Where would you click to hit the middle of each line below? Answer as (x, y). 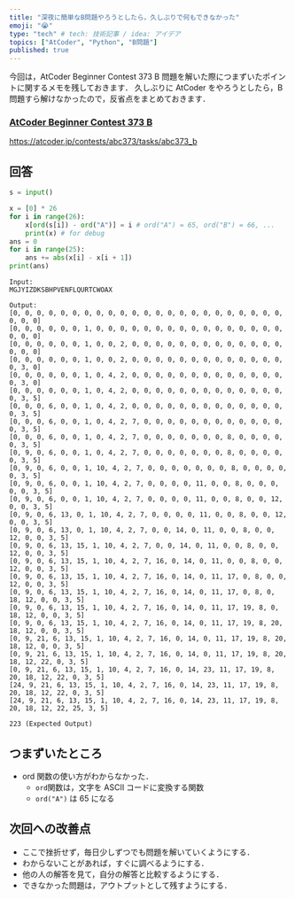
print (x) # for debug (65, 233)
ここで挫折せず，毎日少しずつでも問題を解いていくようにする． (138, 852)
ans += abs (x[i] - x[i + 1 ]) (79, 258)
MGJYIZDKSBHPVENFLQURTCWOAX (61, 290)
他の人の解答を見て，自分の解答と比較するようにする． (123, 874)
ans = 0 (23, 241)
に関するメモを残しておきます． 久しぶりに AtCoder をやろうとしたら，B (150, 88)
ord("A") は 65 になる (75, 798)
